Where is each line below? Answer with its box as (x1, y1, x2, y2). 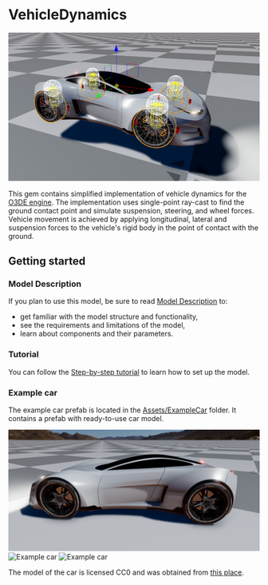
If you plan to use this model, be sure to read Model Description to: (8, 296, 228, 306)
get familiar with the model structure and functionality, (19, 312, 199, 321)
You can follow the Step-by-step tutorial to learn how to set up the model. (8, 367, 250, 376)
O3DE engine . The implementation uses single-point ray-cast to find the (8, 197, 245, 207)
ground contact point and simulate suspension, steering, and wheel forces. (8, 205, 254, 215)
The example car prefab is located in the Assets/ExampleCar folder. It (8, 405, 237, 415)
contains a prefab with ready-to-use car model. (8, 414, 164, 423)
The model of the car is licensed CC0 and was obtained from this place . (8, 567, 245, 577)
